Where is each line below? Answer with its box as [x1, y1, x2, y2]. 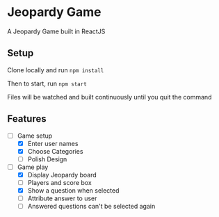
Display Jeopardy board [27, 170, 97, 179]
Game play [17, 163, 49, 171]
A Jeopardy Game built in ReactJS [7, 27, 106, 35]
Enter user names [27, 139, 79, 147]
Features [7, 113, 47, 125]
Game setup [17, 131, 53, 140]
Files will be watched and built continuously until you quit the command [7, 93, 212, 101]
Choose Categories [27, 147, 83, 155]
